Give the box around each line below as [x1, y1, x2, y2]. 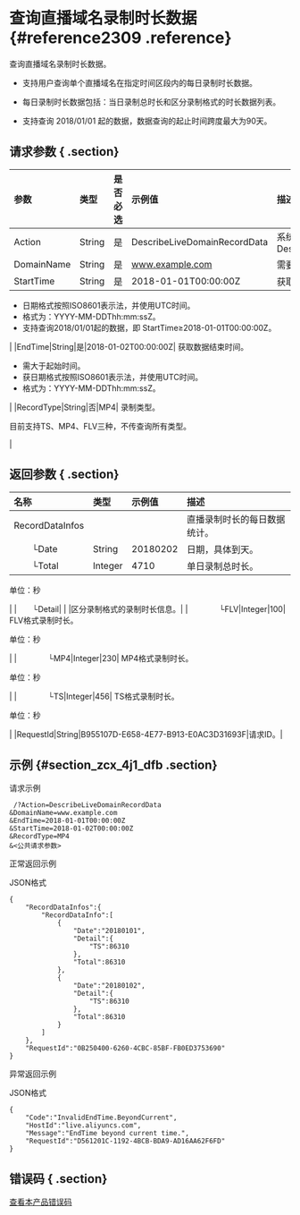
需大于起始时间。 [21, 360, 86, 371]
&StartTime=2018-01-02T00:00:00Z [9, 824, 134, 833]
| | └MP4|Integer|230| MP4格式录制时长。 [9, 652, 194, 663]
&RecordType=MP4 [9, 832, 70, 841]
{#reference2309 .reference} [9, 28, 232, 48]
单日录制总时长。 [187, 560, 259, 573]
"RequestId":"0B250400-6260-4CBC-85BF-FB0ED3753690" [25, 1044, 226, 1053]
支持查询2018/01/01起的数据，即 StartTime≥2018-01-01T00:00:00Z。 [21, 322, 277, 333]
